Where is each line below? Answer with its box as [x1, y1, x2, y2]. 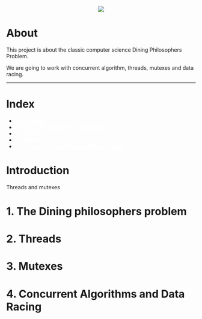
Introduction [6, 164, 70, 177]
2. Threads [6, 232, 62, 246]
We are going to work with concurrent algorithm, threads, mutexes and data [6, 64, 194, 71]
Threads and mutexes [6, 183, 60, 190]
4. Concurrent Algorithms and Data [6, 287, 185, 300]
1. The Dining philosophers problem [6, 205, 187, 218]
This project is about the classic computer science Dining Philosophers [6, 46, 182, 53]
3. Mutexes [6, 260, 63, 273]
